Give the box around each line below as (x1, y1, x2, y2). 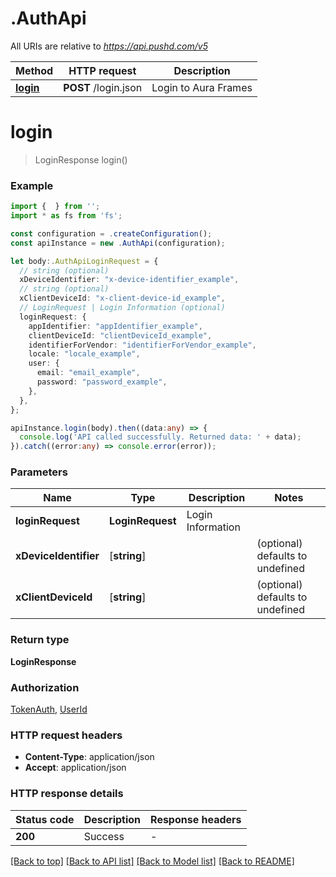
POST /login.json (63, 80, 143, 94)
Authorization (10, 680, 80, 694)
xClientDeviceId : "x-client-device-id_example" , (19, 293, 226, 304)
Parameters (10, 465, 68, 479)
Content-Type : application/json (24, 751, 155, 763)
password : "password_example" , (36, 377, 168, 387)
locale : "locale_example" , (28, 349, 141, 359)
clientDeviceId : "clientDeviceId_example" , (28, 330, 213, 341)
